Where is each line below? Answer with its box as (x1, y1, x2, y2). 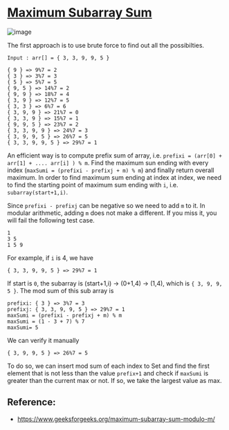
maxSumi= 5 (7, 324, 39, 331)
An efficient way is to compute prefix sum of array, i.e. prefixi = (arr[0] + (7, 151, 223, 160)
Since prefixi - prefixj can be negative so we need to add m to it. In (7, 201, 205, 209)
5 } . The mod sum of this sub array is (7, 286, 114, 295)
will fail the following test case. (7, 216, 95, 224)
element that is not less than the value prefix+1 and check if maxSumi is (7, 368, 209, 377)
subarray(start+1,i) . (7, 188, 68, 196)
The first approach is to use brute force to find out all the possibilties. (7, 41, 205, 49)
